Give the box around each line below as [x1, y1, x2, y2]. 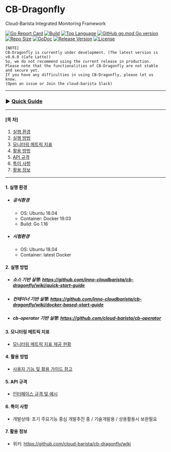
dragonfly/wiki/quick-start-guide [12, 282, 85, 289]
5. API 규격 [5, 378, 27, 385]
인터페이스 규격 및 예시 [12, 391, 58, 397]
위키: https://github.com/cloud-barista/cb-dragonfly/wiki [12, 440, 131, 446]
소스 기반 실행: [12, 276, 42, 283]
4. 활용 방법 [5, 354, 28, 360]
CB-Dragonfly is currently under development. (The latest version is [5, 50, 158, 55]
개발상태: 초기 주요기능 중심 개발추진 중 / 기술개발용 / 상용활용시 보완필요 [12, 416, 157, 422]
